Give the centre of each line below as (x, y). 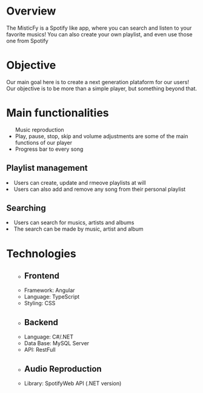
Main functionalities (58, 113)
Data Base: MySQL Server (57, 343)
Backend (41, 322)
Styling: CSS (40, 303)
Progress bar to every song (49, 149)
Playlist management (47, 168)
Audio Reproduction (63, 368)
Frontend (42, 276)
